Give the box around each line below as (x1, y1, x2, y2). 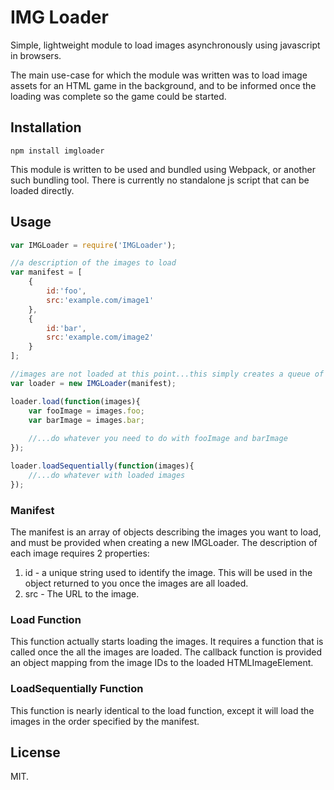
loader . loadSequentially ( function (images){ (10, 461, 195, 471)
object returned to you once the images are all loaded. (24, 577, 249, 589)
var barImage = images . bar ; (28, 415, 145, 425)
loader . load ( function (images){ (10, 396, 141, 406)
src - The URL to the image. (24, 587, 140, 600)
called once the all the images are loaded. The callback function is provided (10, 646, 323, 658)
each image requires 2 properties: (10, 547, 150, 559)
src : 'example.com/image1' (46, 295, 155, 305)
